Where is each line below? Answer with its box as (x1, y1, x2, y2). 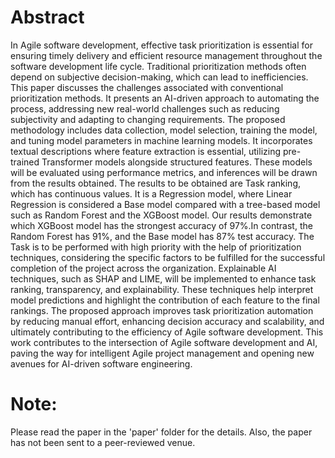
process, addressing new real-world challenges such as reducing (10, 102, 280, 115)
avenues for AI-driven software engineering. (10, 357, 193, 370)
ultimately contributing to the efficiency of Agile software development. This (10, 326, 324, 338)
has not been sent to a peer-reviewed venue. (10, 436, 196, 448)
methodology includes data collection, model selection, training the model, (10, 124, 318, 136)
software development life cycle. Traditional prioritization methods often (10, 60, 307, 72)
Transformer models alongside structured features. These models (41, 156, 313, 168)
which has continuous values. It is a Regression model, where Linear (10, 187, 293, 200)
